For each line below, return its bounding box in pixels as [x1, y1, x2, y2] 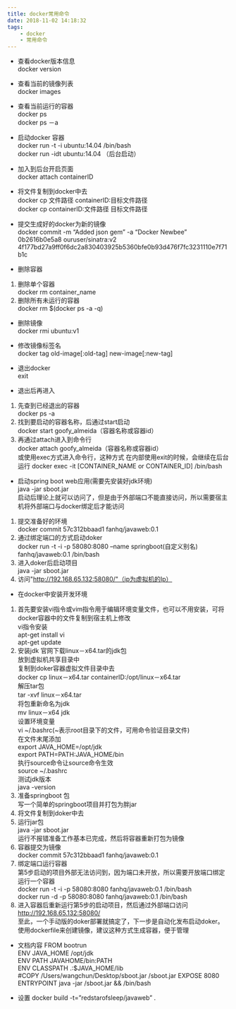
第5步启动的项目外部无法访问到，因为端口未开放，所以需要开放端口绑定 [17, 868, 225, 877]
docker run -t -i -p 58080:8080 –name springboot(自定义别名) [17, 542, 199, 551]
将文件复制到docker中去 [17, 187, 88, 196]
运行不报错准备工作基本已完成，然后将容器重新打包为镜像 [17, 834, 185, 843]
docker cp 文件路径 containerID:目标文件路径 [17, 196, 148, 205]
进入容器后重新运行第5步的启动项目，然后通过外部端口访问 [17, 901, 189, 909]
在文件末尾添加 [17, 735, 61, 743]
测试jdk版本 [17, 775, 51, 784]
